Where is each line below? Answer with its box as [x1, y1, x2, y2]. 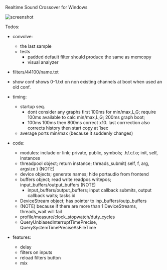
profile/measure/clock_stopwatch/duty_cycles [20, 214, 115, 220]
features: [12, 234, 32, 240]
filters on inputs [20, 249, 53, 255]
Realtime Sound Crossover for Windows [5, 5, 88, 10]
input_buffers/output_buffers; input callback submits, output [27, 187, 152, 193]
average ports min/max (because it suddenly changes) [20, 130, 133, 136]
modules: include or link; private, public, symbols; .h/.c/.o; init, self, [20, 150, 158, 155]
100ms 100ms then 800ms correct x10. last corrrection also [27, 120, 150, 125]
